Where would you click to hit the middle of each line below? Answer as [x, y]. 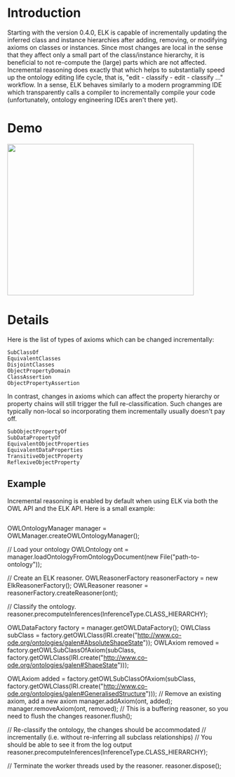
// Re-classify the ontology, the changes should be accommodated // [107, 729]
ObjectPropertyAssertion [43, 383]
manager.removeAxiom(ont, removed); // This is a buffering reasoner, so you [118, 708]
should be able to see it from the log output [69, 745]
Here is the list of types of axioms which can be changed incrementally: [111, 339]
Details [28, 320]
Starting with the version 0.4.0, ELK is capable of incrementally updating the [117, 32]
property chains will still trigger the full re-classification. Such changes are [115, 403]
